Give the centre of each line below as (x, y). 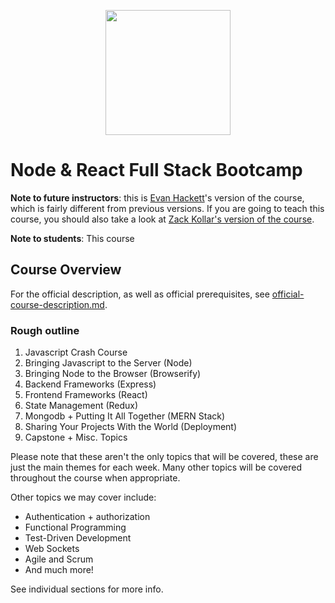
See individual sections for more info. (87, 589)
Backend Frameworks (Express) (90, 384)
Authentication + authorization (87, 517)
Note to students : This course (72, 238)
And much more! (59, 570)
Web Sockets (52, 549)
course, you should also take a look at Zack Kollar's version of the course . (162, 219)
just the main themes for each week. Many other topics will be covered (156, 467)
